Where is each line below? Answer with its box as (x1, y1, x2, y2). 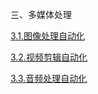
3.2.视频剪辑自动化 (10, 51, 88, 63)
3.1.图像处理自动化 (10, 30, 85, 42)
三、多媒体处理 (10, 9, 72, 20)
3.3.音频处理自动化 (10, 73, 88, 84)
